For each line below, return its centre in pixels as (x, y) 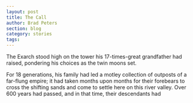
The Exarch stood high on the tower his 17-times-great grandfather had (94, 57)
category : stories (29, 34)
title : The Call (26, 17)
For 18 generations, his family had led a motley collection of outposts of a (96, 75)
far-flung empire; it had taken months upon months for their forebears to (96, 81)
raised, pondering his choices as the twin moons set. (71, 63)
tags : (13, 40)
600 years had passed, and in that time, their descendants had (84, 94)
